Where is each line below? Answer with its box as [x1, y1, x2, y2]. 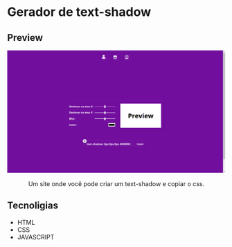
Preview [7, 32, 44, 44]
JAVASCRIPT [17, 232, 55, 241]
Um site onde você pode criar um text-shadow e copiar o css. [28, 180, 205, 187]
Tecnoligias [7, 200, 59, 212]
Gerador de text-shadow [7, 4, 152, 20]
